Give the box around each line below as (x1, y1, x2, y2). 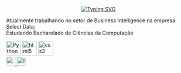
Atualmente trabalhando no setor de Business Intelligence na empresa (6, 17, 176, 24)
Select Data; (6, 23, 36, 30)
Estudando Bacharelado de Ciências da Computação (6, 29, 134, 36)
